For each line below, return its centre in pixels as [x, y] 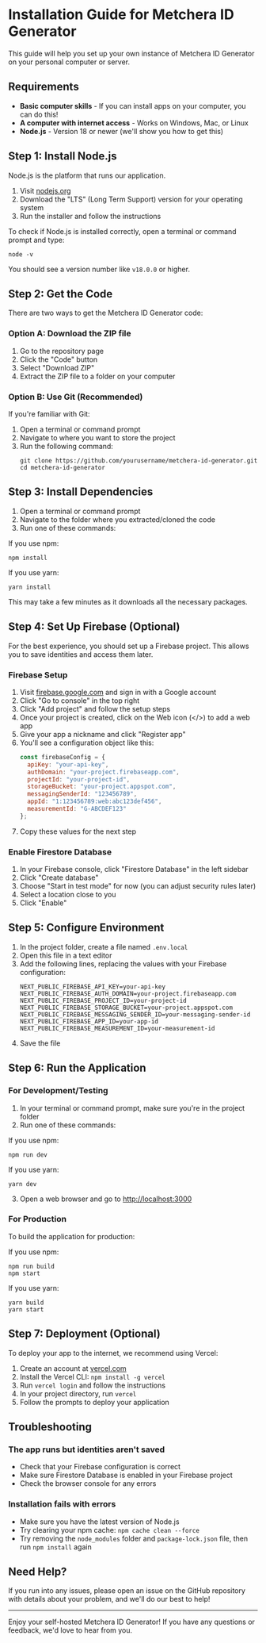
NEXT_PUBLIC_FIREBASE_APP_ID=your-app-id [89, 1021]
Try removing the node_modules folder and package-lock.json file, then [133, 1538]
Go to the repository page [62, 351]
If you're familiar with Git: [49, 413]
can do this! [39, 114]
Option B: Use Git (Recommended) [76, 397]
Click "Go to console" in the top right [80, 701]
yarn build [26, 1303]
